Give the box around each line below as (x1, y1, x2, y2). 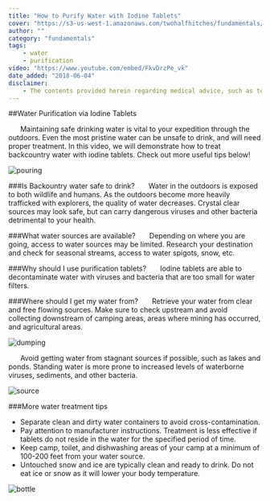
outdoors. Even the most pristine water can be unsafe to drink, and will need (8, 133, 261, 143)
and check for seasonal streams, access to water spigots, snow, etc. (8, 248, 235, 258)
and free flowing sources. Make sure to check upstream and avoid (8, 305, 228, 315)
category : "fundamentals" (8, 34, 95, 43)
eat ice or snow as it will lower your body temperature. (19, 469, 201, 478)
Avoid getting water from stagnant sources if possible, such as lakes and (19, 354, 261, 363)
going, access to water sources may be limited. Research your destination (8, 239, 253, 250)
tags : (8, 42, 27, 50)
